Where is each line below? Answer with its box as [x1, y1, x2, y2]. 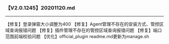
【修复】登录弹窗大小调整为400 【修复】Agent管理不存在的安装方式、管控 [5, 21, 159, 27]
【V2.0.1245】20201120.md [5, 4, 75, 11]
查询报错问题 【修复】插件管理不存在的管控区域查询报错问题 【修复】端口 [9, 27, 162, 33]
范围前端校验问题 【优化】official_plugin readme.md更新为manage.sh [5, 34, 149, 40]
